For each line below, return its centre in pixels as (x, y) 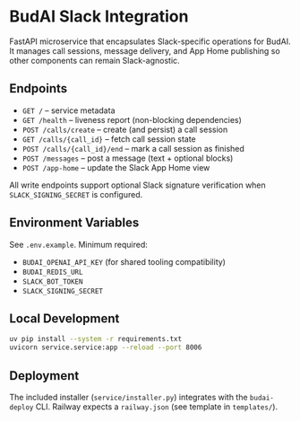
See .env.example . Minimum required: (78, 244)
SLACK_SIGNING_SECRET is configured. (76, 194)
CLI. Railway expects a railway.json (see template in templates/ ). (157, 407)
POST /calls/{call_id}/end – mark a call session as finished (133, 148)
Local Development (64, 318)
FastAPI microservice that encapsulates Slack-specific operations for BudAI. (150, 41)
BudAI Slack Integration (99, 17)
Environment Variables (74, 223)
